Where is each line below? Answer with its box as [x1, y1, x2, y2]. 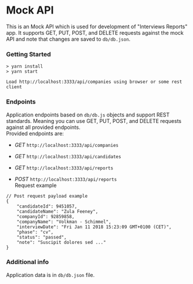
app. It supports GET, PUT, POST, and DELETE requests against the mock [6, 29, 184, 36]
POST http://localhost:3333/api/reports [14, 175, 117, 182]
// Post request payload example [6, 193, 88, 199]
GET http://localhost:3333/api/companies [14, 141, 119, 148]
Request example [14, 182, 57, 189]
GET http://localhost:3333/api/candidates [14, 152, 121, 159]
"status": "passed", [16, 234, 67, 240]
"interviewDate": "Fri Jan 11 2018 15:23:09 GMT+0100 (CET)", [16, 224, 172, 230]
